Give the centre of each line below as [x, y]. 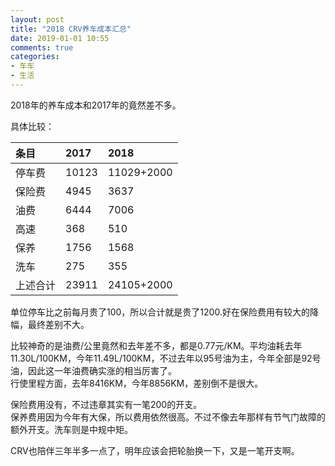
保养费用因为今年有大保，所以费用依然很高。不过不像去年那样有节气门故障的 [168, 417]
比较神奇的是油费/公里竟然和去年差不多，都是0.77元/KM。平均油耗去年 [156, 345]
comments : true [42, 47]
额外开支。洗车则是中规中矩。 [71, 429]
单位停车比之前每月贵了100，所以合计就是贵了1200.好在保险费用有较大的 [160, 312]
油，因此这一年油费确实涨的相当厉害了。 [93, 370]
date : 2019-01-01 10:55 [60, 38]
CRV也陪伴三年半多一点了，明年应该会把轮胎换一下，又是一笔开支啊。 [155, 450]
